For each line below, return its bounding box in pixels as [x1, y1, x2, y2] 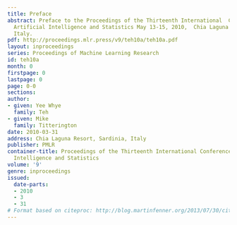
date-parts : [13, 181, 49, 188]
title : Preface [7, 10, 52, 18]
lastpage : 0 [7, 75, 42, 83]
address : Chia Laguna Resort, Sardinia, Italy [7, 135, 147, 142]
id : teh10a [7, 56, 39, 63]
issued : [7, 174, 30, 181]
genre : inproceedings [7, 167, 71, 175]
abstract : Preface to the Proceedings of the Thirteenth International [7, 17, 222, 24]
